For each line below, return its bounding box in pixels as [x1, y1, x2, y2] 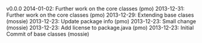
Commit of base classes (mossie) [6, 30, 90, 38]
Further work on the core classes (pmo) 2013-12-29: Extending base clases [6, 11, 195, 19]
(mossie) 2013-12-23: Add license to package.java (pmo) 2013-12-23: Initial [6, 24, 194, 31]
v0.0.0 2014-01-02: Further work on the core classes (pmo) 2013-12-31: [6, 5, 185, 12]
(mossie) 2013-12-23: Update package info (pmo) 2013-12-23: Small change [6, 18, 197, 24]
